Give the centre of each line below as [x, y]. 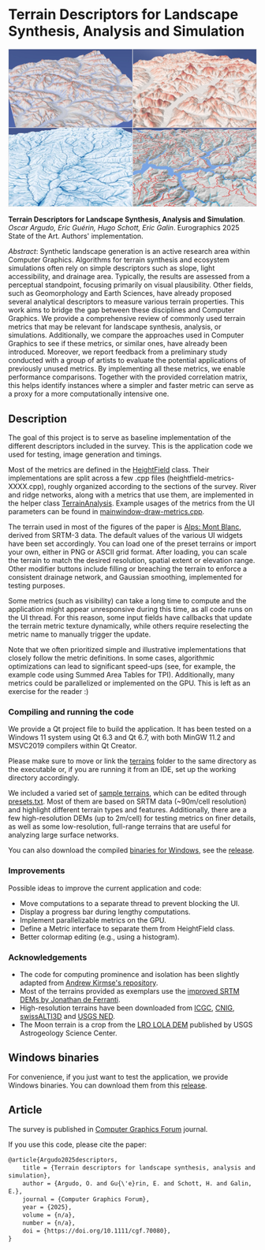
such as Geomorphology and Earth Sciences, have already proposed [120, 293]
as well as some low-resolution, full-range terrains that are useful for [119, 826]
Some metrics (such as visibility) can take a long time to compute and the [127, 601]
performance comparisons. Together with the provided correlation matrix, [128, 377]
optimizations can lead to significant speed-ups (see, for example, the [122, 666]
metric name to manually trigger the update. [80, 634]
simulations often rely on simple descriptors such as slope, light [112, 268]
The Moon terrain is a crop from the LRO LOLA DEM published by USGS [136, 1025]
